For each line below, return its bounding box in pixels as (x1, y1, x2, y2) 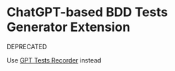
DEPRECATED (6, 42, 47, 51)
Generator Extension (6, 19, 131, 35)
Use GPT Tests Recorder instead (6, 56, 102, 64)
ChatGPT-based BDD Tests (6, 4, 169, 20)
